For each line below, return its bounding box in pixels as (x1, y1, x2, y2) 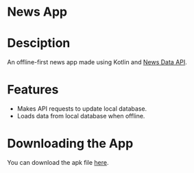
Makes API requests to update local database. (16, 105, 147, 113)
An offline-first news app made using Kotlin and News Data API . (7, 58, 187, 66)
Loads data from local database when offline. (16, 112, 145, 120)
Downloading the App (7, 136, 134, 151)
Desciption (7, 36, 71, 51)
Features (7, 82, 59, 98)
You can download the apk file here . (7, 159, 109, 166)
